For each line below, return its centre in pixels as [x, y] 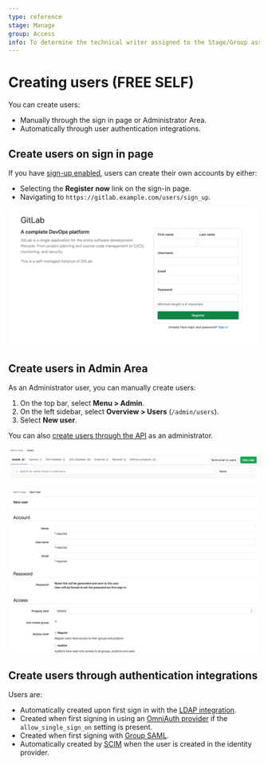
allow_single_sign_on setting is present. [86, 727]
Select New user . [48, 420]
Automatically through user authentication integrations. [110, 129]
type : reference [35, 17]
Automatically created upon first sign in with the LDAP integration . [128, 710]
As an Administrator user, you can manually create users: [102, 388]
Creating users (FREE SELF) [101, 83]
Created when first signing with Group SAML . [94, 735]
